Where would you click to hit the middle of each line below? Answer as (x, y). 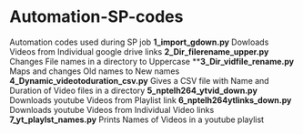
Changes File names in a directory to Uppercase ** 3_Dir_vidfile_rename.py (151, 61)
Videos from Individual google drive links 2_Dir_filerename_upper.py (139, 51)
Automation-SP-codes (96, 17)
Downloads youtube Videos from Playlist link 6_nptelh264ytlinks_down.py (151, 100)
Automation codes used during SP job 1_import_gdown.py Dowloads (139, 42)
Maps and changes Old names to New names (95, 71)
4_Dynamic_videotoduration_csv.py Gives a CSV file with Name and (140, 80)
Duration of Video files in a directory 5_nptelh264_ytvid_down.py (133, 90)
